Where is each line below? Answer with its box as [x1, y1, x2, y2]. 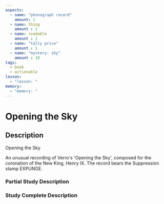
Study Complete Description [5, 192, 78, 199]
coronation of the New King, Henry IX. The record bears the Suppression [5, 160, 159, 166]
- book [10, 65, 24, 70]
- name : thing [10, 22, 40, 27]
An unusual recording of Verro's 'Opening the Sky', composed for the [5, 154, 152, 160]
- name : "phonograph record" [10, 12, 72, 17]
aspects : [5, 7, 24, 13]
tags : [5, 60, 17, 65]
